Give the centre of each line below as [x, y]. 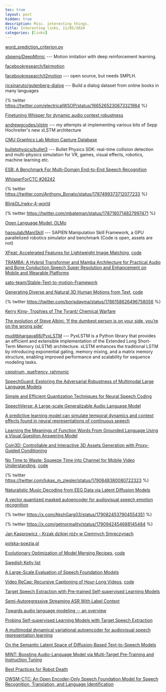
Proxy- [142, 445]
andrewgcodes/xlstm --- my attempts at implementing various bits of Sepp [81, 125]
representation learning [29, 635]
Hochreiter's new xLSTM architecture [43, 130]
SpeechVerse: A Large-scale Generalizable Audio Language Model [73, 406]
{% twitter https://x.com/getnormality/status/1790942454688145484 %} [79, 524]
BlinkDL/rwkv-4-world [28, 204]
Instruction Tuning [23, 660]
